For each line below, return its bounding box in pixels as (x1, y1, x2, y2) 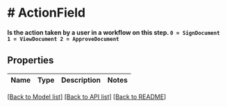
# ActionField (7, 5, 85, 21)
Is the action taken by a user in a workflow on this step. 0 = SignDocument (7, 28, 220, 36)
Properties (7, 54, 54, 67)
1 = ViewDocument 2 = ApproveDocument (7, 35, 119, 42)
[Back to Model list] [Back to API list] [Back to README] (7, 92, 167, 101)
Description (61, 75, 101, 85)
